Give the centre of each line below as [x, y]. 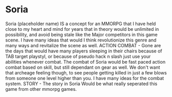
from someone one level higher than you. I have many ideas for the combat [85, 78]
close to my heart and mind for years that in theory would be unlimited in [82, 29]
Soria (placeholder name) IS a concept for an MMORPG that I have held [81, 24]
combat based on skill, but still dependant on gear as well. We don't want [83, 67]
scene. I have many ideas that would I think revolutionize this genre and [81, 40]
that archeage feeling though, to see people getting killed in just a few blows [86, 72]
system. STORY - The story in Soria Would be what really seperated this [81, 84]
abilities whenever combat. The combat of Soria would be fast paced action [85, 62]
